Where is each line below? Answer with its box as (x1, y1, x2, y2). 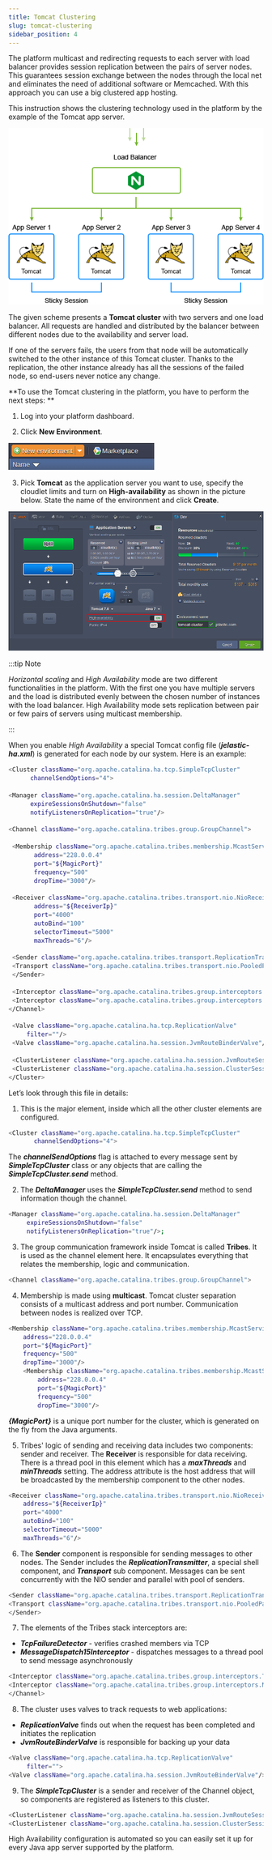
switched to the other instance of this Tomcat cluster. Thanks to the (8, 353, 234, 364)
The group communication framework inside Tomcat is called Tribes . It (19, 1242, 257, 1252)
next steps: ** (8, 395, 55, 405)
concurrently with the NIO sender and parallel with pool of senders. (19, 1574, 245, 1584)
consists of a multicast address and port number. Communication (19, 1299, 239, 1308)
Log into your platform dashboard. (19, 411, 135, 420)
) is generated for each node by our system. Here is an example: (32, 749, 247, 759)
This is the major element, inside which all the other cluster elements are (19, 1103, 262, 1113)
